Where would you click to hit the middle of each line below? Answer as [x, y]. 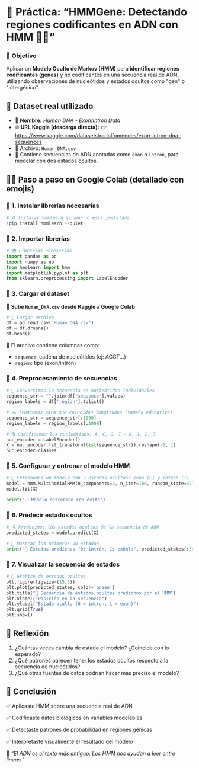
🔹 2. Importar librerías [38, 238]
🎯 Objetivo [21, 56]
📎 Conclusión [31, 692]
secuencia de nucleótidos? [47, 667]
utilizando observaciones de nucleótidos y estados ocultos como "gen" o [96, 81]
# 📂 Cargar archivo [30, 317]
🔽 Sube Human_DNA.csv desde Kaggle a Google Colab [70, 306]
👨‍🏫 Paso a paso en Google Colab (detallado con [95, 179]
